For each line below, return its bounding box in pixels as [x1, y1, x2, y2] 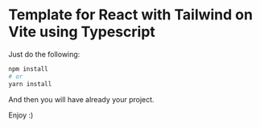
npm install [8, 64, 48, 73]
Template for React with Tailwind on [8, 6, 254, 24]
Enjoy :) [8, 110, 34, 120]
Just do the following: [8, 49, 80, 59]
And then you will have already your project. [8, 94, 155, 104]
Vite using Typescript [8, 23, 155, 41]
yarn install [8, 80, 52, 88]
